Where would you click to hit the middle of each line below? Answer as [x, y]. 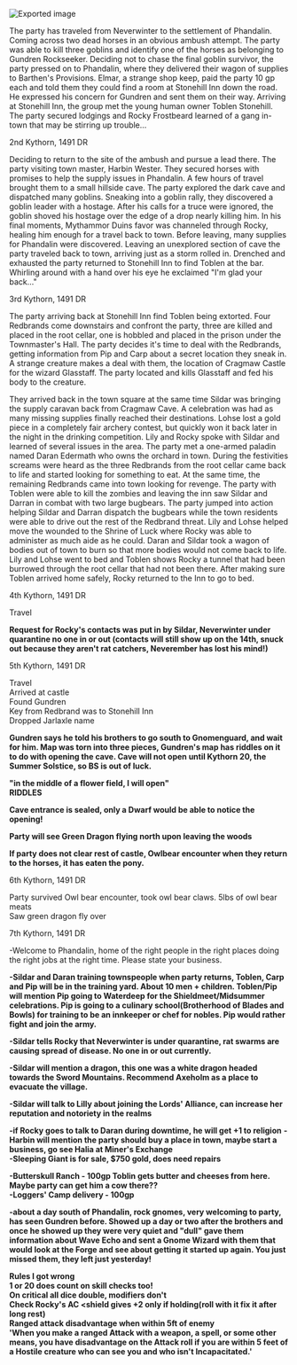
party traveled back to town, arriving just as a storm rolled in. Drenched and [147, 253]
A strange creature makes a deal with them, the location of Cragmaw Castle [148, 363]
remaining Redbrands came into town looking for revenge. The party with [143, 484]
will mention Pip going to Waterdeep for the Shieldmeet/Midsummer [137, 996]
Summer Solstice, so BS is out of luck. [81, 766]
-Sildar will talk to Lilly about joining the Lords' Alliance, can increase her [146, 1104]
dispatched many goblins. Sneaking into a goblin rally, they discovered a [141, 197]
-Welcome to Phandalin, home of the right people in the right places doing [144, 950]
